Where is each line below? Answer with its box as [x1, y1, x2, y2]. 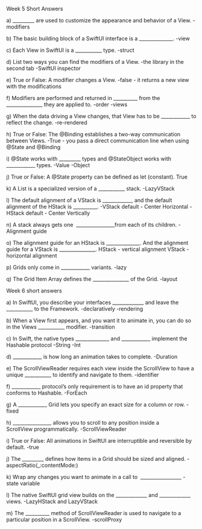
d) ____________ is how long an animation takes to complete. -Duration [6, 353, 178, 360]
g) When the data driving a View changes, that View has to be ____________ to [6, 113, 197, 119]
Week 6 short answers [6, 287, 62, 294]
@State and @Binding [6, 144, 61, 150]
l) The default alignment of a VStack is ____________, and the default [6, 197, 172, 204]
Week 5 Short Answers [6, 5, 63, 12]
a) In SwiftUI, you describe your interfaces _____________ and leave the [6, 299, 179, 306]
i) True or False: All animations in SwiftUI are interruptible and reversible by [6, 437, 192, 444]
